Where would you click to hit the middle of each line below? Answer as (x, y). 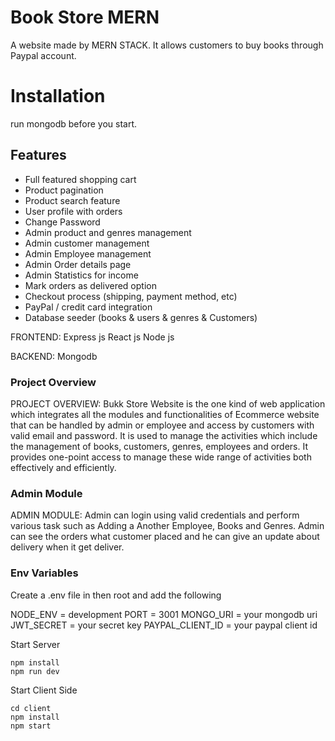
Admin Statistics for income (81, 275)
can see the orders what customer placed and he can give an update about (165, 537)
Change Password (62, 222)
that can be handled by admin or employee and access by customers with (162, 425)
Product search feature (72, 200)
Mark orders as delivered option (90, 285)
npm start (31, 726)
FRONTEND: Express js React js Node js (92, 337)
